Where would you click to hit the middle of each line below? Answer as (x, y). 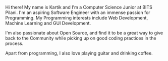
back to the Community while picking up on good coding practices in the (81, 38)
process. (14, 43)
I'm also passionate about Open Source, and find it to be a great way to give (84, 33)
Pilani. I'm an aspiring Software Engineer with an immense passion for (78, 12)
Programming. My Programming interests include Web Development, (76, 18)
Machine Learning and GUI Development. (48, 23)
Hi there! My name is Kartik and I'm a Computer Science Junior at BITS (79, 7)
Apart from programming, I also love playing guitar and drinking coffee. (79, 53)
